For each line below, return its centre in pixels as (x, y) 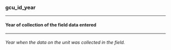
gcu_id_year (20, 7)
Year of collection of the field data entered (51, 24)
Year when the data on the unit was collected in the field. (65, 42)
